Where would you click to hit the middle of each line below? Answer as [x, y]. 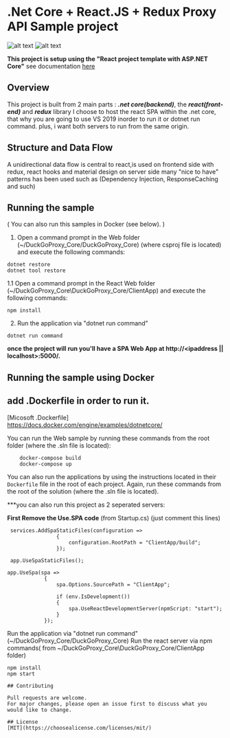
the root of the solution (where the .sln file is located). [83, 491]
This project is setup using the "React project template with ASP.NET [107, 58]
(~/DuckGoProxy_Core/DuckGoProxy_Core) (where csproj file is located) [119, 245]
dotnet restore [29, 265]
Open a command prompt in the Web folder [79, 238]
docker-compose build [50, 458]
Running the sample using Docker [81, 377]
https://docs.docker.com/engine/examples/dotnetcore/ [85, 425]
